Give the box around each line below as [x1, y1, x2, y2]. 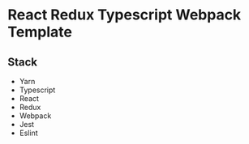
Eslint [19, 128, 38, 138]
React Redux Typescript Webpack [7, 6, 242, 24]
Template [7, 23, 72, 41]
